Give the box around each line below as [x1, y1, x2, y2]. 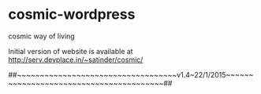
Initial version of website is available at [8, 46, 133, 56]
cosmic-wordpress [8, 5, 136, 23]
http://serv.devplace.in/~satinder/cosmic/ [8, 55, 144, 64]
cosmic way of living [8, 31, 75, 41]
